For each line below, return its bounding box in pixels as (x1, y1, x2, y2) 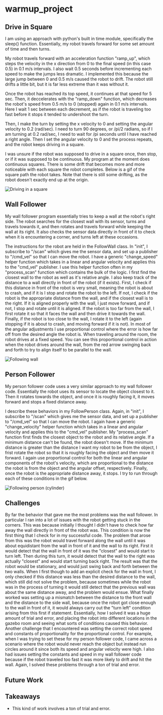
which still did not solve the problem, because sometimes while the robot (5, 579, 151, 585)
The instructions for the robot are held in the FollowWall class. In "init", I (5, 243, 148, 249)
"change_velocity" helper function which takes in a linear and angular (5, 423, 144, 429)
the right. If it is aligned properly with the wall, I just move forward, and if (5, 300, 150, 306)
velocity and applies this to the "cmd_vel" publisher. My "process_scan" (5, 429, 148, 435)
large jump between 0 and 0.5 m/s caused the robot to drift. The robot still (5, 76, 153, 82)
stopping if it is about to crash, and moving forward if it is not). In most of (5, 321, 151, 327)
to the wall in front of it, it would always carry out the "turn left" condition (5, 605, 151, 611)
